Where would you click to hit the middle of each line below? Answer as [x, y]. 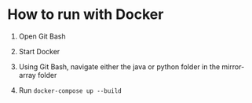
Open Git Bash [42, 36]
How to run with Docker [86, 15]
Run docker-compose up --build [70, 90]
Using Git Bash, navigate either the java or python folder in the [119, 66]
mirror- [233, 66]
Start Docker [39, 51]
